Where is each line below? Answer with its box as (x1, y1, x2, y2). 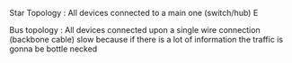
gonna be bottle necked (9, 43, 98, 54)
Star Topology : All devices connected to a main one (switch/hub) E (9, 8, 259, 18)
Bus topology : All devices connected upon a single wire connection (9, 25, 261, 35)
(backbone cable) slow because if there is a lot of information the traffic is (9, 35, 284, 44)
